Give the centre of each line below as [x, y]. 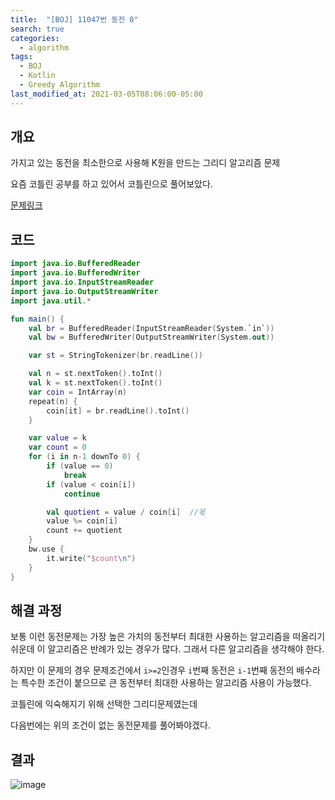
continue [82, 494]
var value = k [57, 438]
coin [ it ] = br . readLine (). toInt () [118, 411]
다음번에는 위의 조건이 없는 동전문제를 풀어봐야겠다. [110, 725]
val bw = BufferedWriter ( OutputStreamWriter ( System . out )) [151, 337]
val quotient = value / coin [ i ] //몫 [126, 512]
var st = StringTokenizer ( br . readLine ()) [115, 356]
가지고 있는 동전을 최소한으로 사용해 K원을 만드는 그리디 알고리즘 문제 [145, 163]
